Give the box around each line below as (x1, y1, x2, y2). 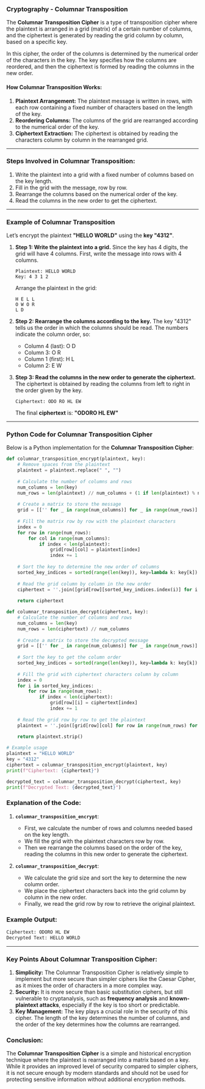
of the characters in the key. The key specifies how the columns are (6, 57, 177, 64)
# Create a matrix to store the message (17, 501, 121, 508)
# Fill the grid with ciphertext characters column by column (17, 671, 179, 677)
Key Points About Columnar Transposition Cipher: (6, 955, 157, 963)
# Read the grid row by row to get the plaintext (17, 716, 146, 723)
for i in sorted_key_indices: (17, 683, 95, 689)
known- (169, 995, 190, 1002)
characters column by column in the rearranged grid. (15, 136, 148, 144)
